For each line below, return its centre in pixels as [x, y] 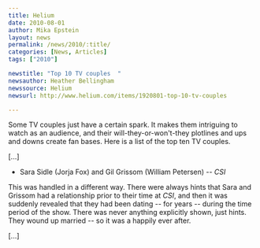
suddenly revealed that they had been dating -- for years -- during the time [130, 204]
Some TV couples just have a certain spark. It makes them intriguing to [123, 125]
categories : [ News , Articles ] [58, 52]
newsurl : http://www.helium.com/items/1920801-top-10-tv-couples [117, 95]
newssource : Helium [40, 88]
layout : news [30, 37]
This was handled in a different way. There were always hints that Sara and [130, 187]
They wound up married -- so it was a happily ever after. [100, 220]
